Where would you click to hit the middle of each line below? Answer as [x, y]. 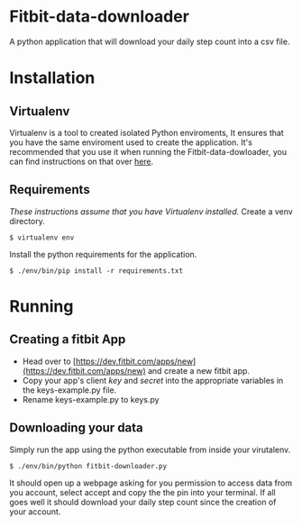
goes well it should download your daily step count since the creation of [143, 502]
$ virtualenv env [42, 237]
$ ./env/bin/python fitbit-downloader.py [88, 466]
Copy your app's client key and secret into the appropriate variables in [153, 380]
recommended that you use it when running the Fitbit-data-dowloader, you [148, 151]
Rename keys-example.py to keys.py [91, 399]
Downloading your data [77, 428]
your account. [35, 512]
